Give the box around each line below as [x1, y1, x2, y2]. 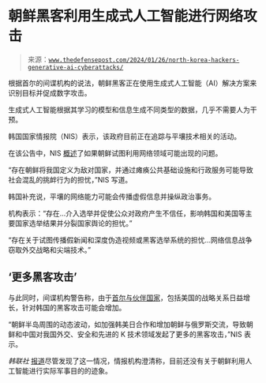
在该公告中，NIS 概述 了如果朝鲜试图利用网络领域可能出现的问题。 [8, 148, 223, 158]
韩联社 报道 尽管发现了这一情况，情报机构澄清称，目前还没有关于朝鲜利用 [8, 356, 245, 366]
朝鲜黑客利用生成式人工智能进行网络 [8, 7, 244, 25]
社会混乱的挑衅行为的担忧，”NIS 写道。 [8, 175, 133, 184]
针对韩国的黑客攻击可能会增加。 [21, 302, 126, 312]
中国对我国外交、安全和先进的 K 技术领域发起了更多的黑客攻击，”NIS [21, 329, 242, 339]
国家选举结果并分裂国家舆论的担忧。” [14, 218, 133, 227]
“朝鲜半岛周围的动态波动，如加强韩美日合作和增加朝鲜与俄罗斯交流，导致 [8, 319, 247, 329]
